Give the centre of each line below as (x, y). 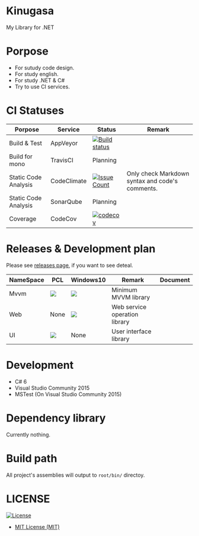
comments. (142, 188)
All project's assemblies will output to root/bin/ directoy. (76, 475)
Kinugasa (30, 11)
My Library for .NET (30, 27)
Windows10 (88, 280)
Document (175, 280)
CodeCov (63, 219)
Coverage (23, 219)
